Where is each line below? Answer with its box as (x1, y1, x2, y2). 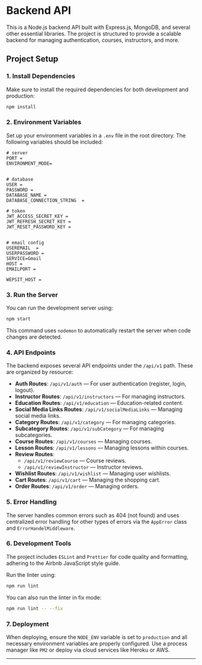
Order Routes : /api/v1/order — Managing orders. (14, 483, 139, 490)
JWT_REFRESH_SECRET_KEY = (6, 218, 71, 224)
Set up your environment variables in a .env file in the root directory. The (6, 132, 186, 139)
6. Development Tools (6, 539, 72, 548)
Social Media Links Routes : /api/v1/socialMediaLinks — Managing (14, 406, 183, 413)
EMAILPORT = (6, 266, 36, 272)
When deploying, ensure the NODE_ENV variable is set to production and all (6, 633, 188, 640)
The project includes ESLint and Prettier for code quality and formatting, (6, 553, 189, 560)
